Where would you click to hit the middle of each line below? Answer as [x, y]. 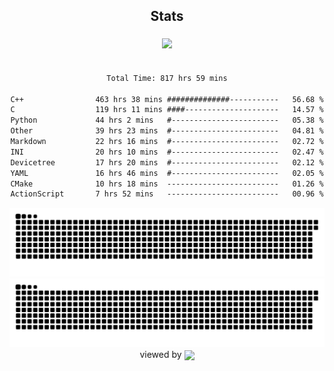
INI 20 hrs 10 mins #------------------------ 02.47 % [167, 152]
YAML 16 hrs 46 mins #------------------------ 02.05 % [167, 173]
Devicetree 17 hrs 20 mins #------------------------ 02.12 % [167, 162]
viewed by [160, 354]
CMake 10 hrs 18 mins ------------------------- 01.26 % [167, 184]
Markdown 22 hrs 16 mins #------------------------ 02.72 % [167, 142]
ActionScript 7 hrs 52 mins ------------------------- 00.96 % [167, 194]
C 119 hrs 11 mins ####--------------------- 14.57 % [167, 110]
